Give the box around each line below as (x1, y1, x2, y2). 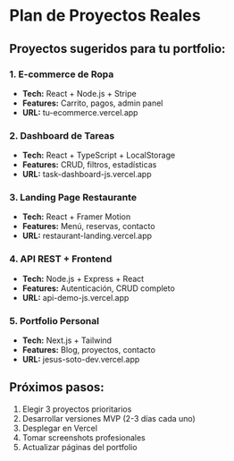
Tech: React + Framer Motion (21, 211, 131, 222)
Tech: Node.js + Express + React (21, 273, 145, 284)
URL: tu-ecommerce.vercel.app (21, 107, 138, 117)
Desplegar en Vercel (21, 423, 98, 433)
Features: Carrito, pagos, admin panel (21, 98, 163, 108)
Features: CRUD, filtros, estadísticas (21, 159, 157, 170)
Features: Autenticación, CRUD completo (21, 283, 176, 294)
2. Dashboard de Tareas (9, 129, 115, 141)
